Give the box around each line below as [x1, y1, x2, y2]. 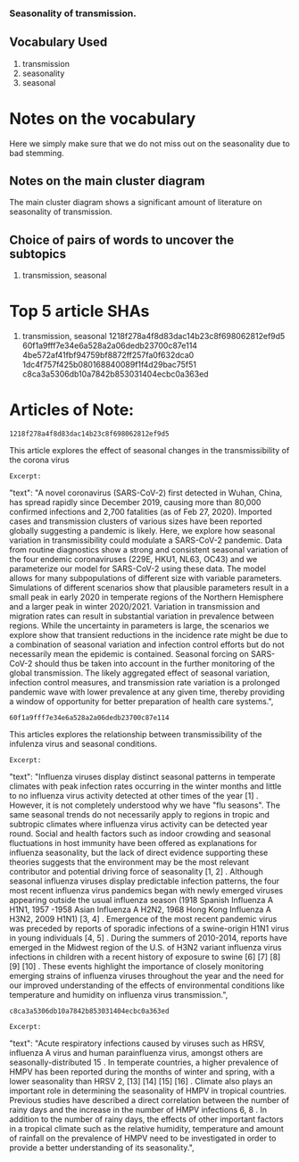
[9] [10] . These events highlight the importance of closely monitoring [9, 961, 264, 972]
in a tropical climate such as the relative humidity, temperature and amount [9, 1124, 284, 1134]
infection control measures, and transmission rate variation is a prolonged [9, 677, 280, 688]
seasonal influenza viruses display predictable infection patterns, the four [9, 876, 279, 886]
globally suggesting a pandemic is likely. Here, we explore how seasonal [9, 526, 276, 536]
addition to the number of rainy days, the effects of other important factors [9, 1114, 284, 1125]
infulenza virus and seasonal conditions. [9, 739, 158, 750]
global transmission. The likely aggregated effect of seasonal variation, [9, 668, 270, 678]
